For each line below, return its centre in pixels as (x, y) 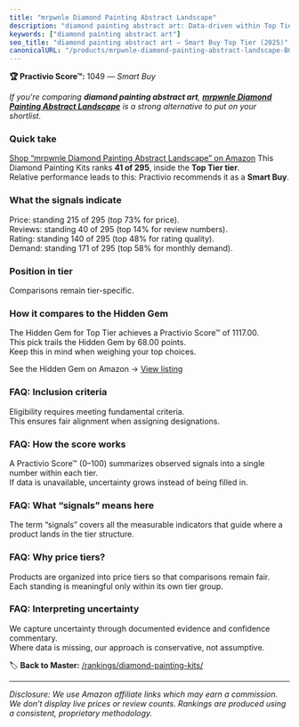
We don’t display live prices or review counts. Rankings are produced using (148, 703)
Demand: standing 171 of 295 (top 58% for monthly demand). (121, 248)
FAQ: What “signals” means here (82, 505)
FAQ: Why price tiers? (57, 557)
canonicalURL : (36, 51)
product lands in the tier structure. (72, 534)
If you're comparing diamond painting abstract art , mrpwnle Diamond (141, 97)
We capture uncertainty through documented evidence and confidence (140, 628)
